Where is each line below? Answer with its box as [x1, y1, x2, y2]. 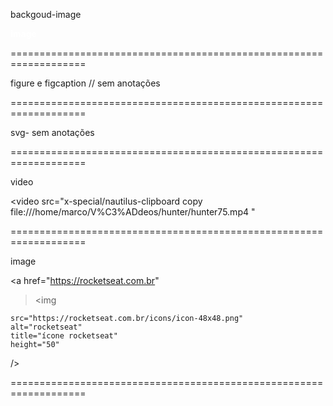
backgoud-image [10, 9, 82, 20]
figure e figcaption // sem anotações [10, 77, 161, 89]
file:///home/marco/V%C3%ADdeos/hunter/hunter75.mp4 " [10, 206, 256, 218]
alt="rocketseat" [10, 322, 83, 332]
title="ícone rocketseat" [10, 331, 118, 341]
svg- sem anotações [10, 127, 95, 138]
